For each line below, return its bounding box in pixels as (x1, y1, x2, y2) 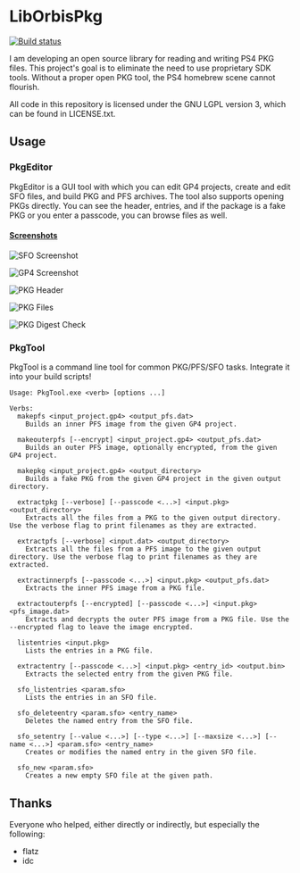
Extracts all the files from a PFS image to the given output (25, 545, 262, 554)
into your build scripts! (9, 371, 92, 382)
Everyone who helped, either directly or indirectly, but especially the (9, 819, 261, 829)
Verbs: (9, 404, 34, 413)
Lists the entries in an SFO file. (25, 694, 158, 703)
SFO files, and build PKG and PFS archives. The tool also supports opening (9, 190, 284, 202)
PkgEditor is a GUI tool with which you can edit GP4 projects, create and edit (9, 181, 291, 192)
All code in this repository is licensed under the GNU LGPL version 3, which (9, 98, 287, 109)
